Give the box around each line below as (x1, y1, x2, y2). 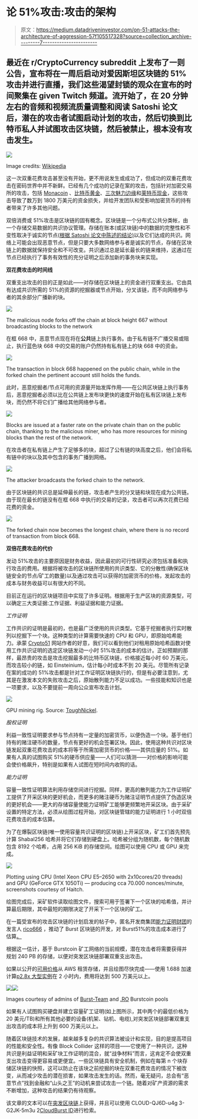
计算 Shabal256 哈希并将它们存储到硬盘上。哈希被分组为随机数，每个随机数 (6, 835, 190, 842)
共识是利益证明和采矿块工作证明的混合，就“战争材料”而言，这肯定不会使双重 (6, 1050, 192, 1057)
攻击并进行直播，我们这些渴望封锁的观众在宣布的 (6, 80, 184, 90)
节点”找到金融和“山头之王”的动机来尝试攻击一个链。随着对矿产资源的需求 (11, 1079, 189, 1086)
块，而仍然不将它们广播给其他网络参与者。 (6, 398, 110, 406)
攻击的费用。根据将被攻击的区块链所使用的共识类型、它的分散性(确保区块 (11, 565, 189, 572)
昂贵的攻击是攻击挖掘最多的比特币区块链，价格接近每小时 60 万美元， (21, 654, 192, 661)
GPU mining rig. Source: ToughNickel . (6, 706, 98, 713)
